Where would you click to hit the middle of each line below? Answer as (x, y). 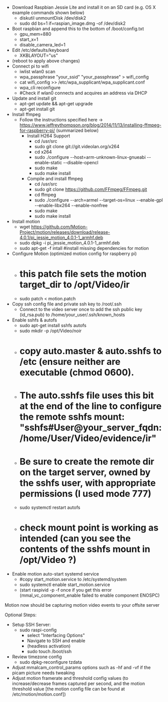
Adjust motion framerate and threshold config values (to (70, 678)
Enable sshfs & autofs (34, 320)
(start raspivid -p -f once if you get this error (66, 590)
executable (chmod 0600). (77, 373)
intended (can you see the (75, 538)
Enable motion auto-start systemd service (55, 574)
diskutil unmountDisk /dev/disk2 (53, 18)
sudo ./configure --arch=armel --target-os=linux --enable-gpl (99, 200)
